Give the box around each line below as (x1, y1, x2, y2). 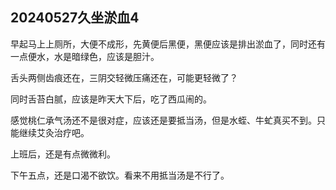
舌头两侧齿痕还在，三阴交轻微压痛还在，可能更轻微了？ (10, 71, 238, 83)
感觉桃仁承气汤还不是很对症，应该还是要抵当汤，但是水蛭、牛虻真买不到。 (10, 114, 317, 126)
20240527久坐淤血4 (10, 9, 140, 27)
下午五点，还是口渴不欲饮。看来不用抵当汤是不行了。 (10, 169, 230, 181)
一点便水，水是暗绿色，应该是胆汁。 (10, 50, 160, 62)
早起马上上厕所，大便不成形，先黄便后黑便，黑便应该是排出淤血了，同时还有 (10, 38, 326, 50)
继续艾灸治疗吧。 (18, 126, 90, 138)
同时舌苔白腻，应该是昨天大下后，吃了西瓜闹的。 (10, 93, 212, 105)
